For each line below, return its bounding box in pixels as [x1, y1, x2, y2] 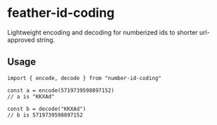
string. [36, 35, 55, 44]
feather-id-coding [7, 5, 115, 21]
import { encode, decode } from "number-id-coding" [7, 74, 162, 81]
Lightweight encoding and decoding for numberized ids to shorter [7, 28, 198, 37]
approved [7, 35, 35, 44]
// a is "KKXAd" [7, 93, 55, 100]
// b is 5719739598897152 [7, 111, 83, 119]
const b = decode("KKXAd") [7, 105, 86, 112]
